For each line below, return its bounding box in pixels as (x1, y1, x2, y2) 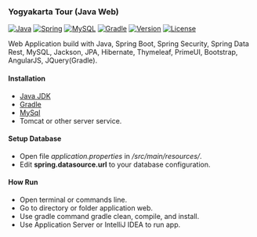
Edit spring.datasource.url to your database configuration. (19, 160, 211, 169)
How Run (8, 178, 38, 187)
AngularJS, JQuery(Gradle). (8, 56, 98, 65)
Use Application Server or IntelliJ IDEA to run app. (19, 220, 181, 229)
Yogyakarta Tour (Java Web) (8, 6, 119, 17)
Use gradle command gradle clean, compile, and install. (19, 211, 200, 221)
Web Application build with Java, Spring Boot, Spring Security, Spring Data (8, 39, 249, 48)
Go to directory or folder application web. (19, 203, 154, 213)
